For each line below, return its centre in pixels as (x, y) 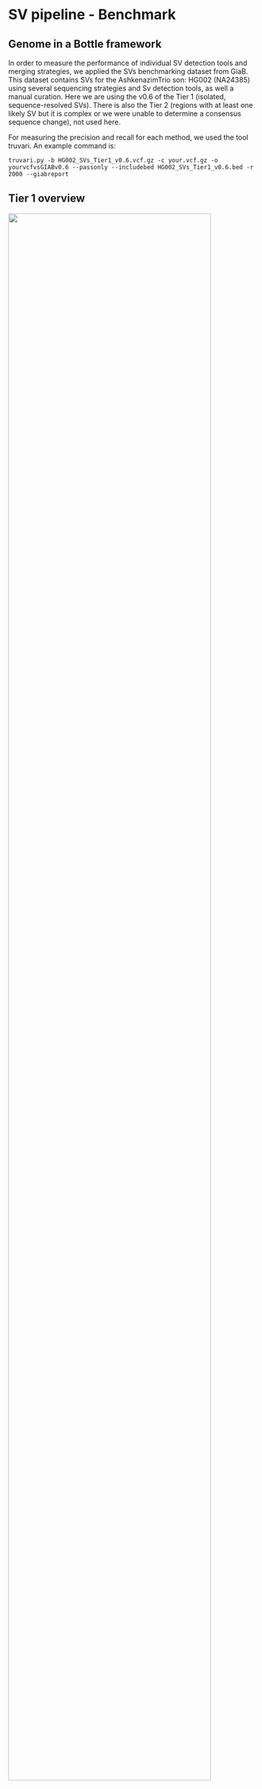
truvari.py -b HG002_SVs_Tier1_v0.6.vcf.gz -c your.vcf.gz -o (113, 160)
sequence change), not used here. (65, 122)
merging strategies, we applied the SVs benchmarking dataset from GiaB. (128, 71)
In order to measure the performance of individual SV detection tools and (128, 63)
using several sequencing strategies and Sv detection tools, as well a (121, 88)
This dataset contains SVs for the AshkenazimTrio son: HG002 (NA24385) (129, 80)
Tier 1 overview (47, 199)
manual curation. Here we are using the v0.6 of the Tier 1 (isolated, (117, 96)
